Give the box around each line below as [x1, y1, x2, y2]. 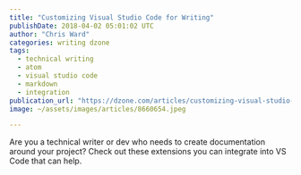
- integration [17, 87, 70, 96]
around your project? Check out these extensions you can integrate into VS [9, 146, 287, 157]
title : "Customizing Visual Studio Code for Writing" [9, 12, 215, 22]
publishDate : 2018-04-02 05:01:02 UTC [9, 21, 154, 30]
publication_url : [9, 96, 74, 105]
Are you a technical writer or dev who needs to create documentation [9, 137, 266, 147]
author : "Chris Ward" [9, 29, 90, 38]
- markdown [17, 79, 58, 88]
